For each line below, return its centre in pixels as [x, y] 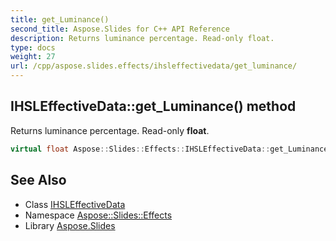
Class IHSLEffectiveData [75, 204]
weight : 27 [33, 57]
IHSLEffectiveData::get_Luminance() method [153, 106]
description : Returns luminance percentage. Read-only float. [142, 38]
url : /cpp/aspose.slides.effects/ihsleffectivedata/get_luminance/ [154, 66]
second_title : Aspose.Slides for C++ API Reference [120, 29]
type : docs [33, 47]
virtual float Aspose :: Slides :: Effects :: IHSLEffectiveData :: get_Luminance [169, 149]
